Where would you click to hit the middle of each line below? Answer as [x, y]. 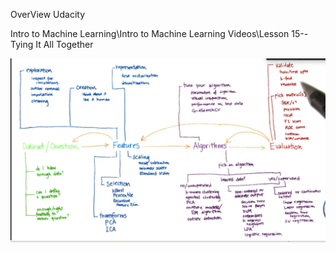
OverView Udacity [48, 14]
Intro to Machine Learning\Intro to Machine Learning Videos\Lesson [150, 33]
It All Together [64, 44]
